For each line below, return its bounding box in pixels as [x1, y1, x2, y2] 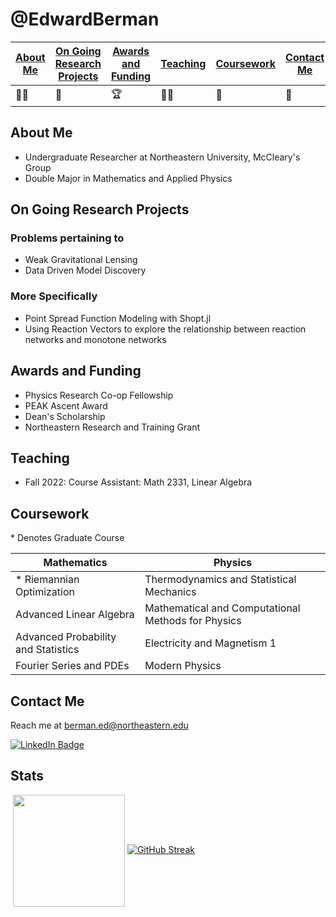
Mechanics [144, 585, 197, 599]
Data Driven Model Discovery [24, 264, 147, 277]
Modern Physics [144, 659, 222, 673]
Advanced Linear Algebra [15, 608, 135, 622]
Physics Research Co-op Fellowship [24, 389, 174, 401]
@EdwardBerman [10, 8, 160, 31]
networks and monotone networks [24, 333, 167, 345]
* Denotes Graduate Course [10, 532, 125, 544]
